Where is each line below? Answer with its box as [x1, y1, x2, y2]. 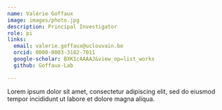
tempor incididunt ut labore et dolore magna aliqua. [7, 95, 155, 103]
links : [7, 36, 27, 43]
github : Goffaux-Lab [13, 62, 74, 69]
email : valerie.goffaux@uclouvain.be [13, 42, 124, 49]
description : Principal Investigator [7, 23, 118, 30]
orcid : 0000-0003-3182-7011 [13, 49, 96, 56]
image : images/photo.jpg [7, 17, 80, 24]
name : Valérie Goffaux [7, 10, 74, 17]
